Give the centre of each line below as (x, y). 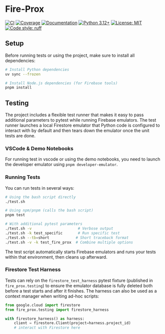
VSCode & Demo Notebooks (39, 148)
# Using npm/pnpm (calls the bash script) (49, 210)
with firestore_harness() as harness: (45, 319)
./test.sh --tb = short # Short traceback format (67, 237)
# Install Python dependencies (37, 69)
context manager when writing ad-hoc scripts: (52, 296)
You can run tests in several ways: (40, 188)
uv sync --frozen (23, 74)
